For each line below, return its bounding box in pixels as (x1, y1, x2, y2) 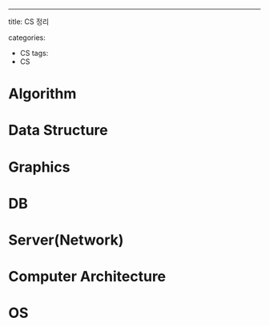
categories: (8, 33, 46, 42)
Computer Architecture (8, 268, 167, 286)
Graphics (8, 157, 70, 176)
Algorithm (8, 85, 77, 103)
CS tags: (19, 49, 49, 58)
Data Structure (8, 121, 108, 140)
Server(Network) (8, 231, 124, 248)
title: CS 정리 (8, 17, 50, 26)
